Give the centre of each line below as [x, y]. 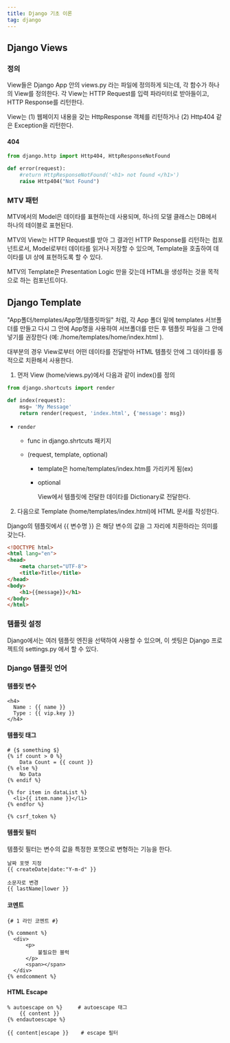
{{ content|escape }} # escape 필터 [63, 1033]
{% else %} [23, 768]
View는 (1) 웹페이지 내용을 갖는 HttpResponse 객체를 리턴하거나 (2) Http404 [111, 117]
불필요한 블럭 [54, 953]
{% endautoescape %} [37, 1020]
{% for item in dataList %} [47, 792]
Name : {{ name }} [40, 707]
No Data [30, 774]
